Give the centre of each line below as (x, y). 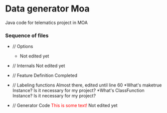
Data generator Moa (47, 9)
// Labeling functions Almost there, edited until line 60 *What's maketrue (87, 85)
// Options (23, 46)
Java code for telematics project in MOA (47, 22)
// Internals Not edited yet (39, 66)
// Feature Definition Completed (45, 75)
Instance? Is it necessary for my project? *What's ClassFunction (78, 90)
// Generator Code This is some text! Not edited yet (65, 105)
